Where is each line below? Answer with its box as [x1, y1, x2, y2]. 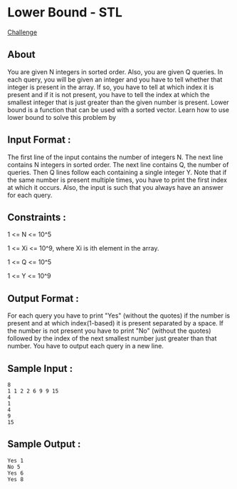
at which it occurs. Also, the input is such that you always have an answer [7, 183, 224, 191]
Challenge [7, 28, 38, 36]
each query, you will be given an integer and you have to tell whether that [7, 75, 223, 84]
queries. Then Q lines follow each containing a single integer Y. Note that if [7, 168, 227, 176]
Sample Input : [7, 362, 73, 375]
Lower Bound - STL [7, 4, 122, 21]
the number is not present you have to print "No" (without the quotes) [7, 326, 211, 336]
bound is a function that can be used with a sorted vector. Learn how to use [7, 105, 230, 114]
